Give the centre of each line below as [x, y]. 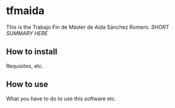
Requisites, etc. [25, 66]
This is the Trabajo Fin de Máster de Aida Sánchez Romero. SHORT [87, 27]
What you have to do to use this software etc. [61, 99]
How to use [27, 84]
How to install [32, 52]
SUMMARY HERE [27, 33]
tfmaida [25, 11]
